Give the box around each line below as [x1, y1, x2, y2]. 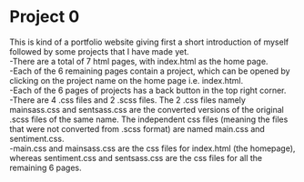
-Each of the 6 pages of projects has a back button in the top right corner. [9, 85, 287, 96]
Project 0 [9, 6, 80, 27]
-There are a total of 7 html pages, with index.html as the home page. [9, 56, 269, 66]
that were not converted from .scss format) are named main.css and [9, 123, 266, 134]
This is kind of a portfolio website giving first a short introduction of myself [9, 36, 289, 47]
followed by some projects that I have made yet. [9, 45, 189, 56]
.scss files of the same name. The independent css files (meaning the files [9, 114, 289, 125]
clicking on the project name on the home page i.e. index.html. [9, 75, 244, 86]
